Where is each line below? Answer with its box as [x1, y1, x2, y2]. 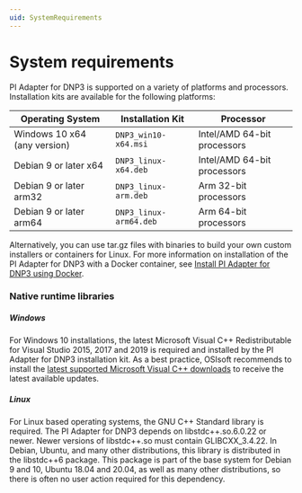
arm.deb [115, 190, 148, 200]
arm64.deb [115, 216, 157, 226]
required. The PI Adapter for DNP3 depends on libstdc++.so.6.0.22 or [9, 426, 267, 436]
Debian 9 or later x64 [13, 159, 103, 172]
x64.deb [115, 164, 148, 175]
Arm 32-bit [198, 179, 247, 191]
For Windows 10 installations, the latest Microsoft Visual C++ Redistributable [9, 335, 292, 346]
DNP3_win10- [115, 129, 166, 140]
